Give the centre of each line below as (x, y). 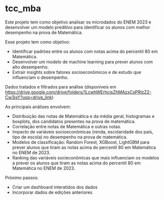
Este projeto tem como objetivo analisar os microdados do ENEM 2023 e (78, 22)
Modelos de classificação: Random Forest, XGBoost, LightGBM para (81, 142)
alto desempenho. (30, 67)
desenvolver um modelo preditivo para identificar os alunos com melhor (78, 27)
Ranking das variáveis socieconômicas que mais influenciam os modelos (85, 157)
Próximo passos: (22, 178)
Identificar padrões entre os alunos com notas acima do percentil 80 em (85, 51)
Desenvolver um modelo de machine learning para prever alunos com (82, 62)
